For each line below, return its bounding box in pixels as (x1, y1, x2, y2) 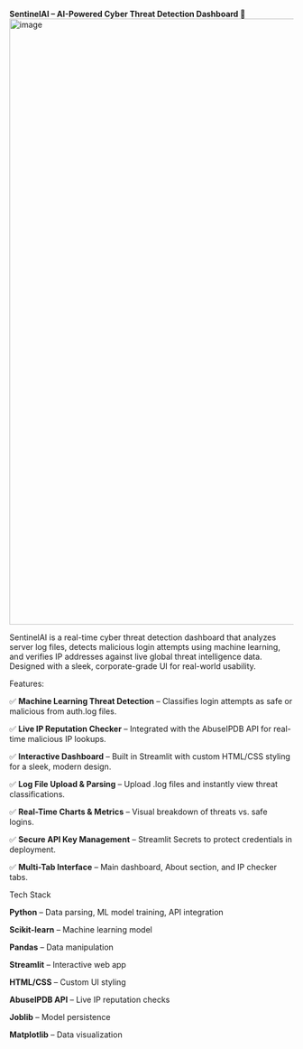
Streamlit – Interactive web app (9, 960, 126, 970)
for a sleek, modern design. (9, 761, 112, 772)
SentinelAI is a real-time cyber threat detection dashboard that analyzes (9, 632, 277, 643)
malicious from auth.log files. (9, 706, 117, 717)
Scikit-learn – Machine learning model (9, 924, 153, 934)
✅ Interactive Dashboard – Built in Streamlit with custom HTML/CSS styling (9, 751, 291, 762)
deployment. (9, 844, 56, 855)
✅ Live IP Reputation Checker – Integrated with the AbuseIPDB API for (9, 723, 272, 734)
